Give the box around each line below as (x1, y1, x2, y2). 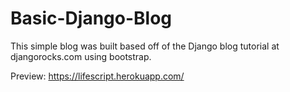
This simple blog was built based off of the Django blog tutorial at (10, 40, 280, 52)
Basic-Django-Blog (10, 7, 173, 30)
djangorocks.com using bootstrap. (10, 50, 152, 62)
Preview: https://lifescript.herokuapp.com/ (10, 70, 185, 82)
